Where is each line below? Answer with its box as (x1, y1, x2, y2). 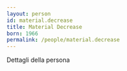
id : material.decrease (6, 17, 73, 24)
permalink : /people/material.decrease (6, 37, 120, 44)
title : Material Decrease (6, 23, 82, 30)
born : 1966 (6, 30, 39, 37)
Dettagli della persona (6, 56, 70, 64)
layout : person (6, 10, 51, 18)
